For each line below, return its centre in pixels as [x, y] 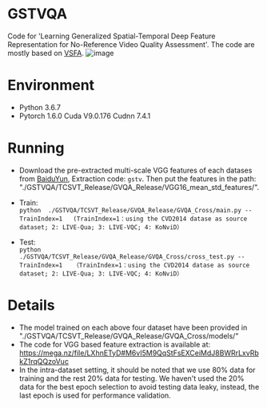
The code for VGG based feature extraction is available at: [115, 344]
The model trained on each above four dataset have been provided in [133, 327]
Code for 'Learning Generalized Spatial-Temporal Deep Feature [112, 36]
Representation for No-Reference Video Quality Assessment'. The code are [131, 44]
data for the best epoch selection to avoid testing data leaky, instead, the [139, 386]
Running [36, 148]
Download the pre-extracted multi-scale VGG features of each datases [135, 170]
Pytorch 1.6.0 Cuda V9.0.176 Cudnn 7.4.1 [85, 116]
